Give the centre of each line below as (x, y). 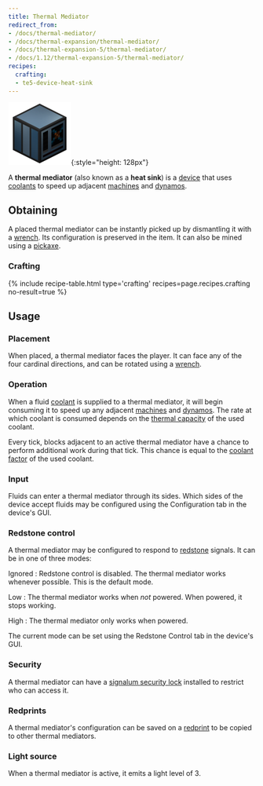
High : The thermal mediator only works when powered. (98, 621)
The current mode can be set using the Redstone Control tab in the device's (131, 636)
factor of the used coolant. (51, 459)
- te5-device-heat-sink (54, 82)
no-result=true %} (38, 291)
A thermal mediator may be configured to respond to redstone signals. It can (132, 550)
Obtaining (33, 211)
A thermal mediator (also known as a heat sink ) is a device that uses (120, 177)
